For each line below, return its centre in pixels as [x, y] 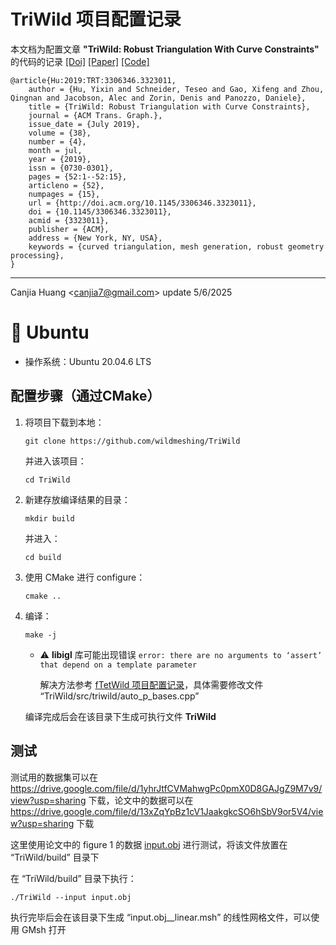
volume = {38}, [60, 133]
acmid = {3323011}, [69, 220]
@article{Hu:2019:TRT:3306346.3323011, [93, 80]
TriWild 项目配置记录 [96, 19]
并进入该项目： [55, 461]
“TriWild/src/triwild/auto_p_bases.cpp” [119, 696]
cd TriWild [47, 480]
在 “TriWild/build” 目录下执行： [73, 878]
